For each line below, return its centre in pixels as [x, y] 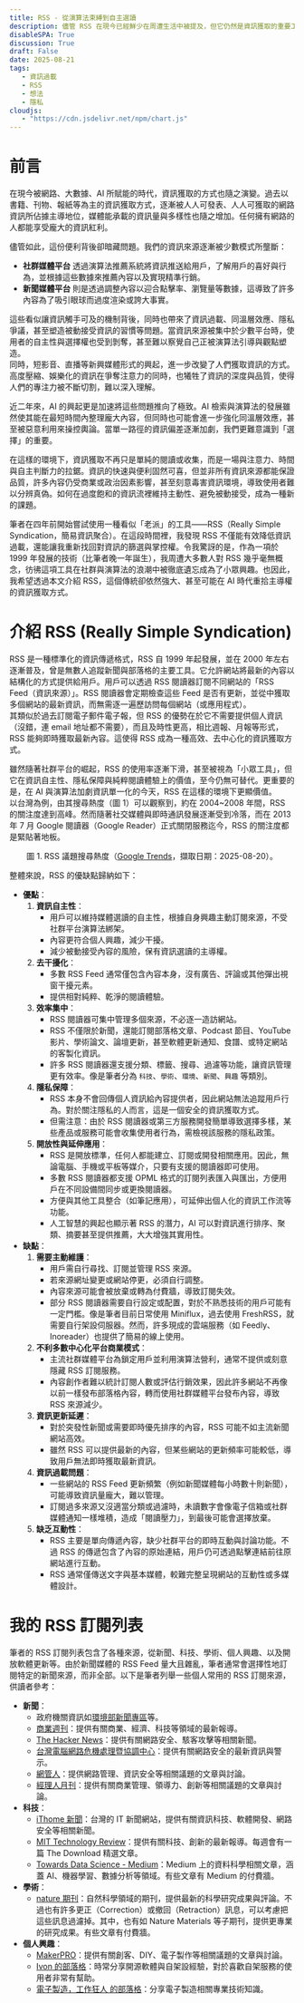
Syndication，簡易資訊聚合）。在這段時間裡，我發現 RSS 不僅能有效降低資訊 [150, 536]
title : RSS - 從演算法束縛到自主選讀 [73, 18]
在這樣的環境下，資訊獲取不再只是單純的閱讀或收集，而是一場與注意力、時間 [152, 460]
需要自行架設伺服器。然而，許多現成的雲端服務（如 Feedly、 [162, 1325]
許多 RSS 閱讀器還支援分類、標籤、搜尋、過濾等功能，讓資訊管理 [171, 1064]
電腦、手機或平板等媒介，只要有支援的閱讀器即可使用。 [161, 1166]
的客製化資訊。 [77, 1053]
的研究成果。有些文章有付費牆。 [95, 1932]
